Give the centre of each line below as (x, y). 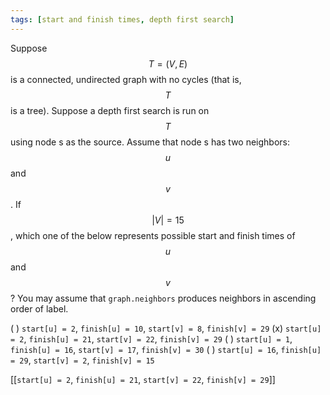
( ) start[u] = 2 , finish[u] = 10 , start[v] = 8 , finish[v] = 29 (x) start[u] (166, 328)
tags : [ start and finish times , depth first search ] (122, 19)
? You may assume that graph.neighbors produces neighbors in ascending (163, 298)
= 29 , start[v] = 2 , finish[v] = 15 (82, 360)
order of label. (39, 308)
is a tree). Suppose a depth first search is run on (110, 110)
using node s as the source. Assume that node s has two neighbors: (150, 142)
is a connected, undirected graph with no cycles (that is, (126, 79)
